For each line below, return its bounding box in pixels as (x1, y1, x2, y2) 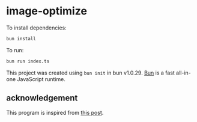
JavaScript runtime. (17, 75, 66, 82)
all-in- (176, 69, 191, 76)
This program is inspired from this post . (6, 109, 104, 116)
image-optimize (6, 4, 87, 18)
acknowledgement (6, 93, 78, 103)
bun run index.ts (6, 58, 50, 64)
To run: (6, 46, 24, 53)
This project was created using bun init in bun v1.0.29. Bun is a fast (6, 69, 175, 76)
